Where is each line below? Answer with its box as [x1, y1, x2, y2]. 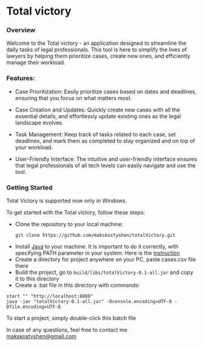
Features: [6, 74, 35, 82]
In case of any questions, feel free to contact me [6, 326, 127, 334]
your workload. [15, 144, 53, 151]
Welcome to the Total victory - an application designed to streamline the [6, 39, 187, 47]
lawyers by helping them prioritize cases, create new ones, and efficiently [6, 53, 191, 60]
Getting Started [6, 183, 53, 191]
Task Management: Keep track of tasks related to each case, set [15, 130, 176, 138]
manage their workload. [6, 59, 65, 66]
